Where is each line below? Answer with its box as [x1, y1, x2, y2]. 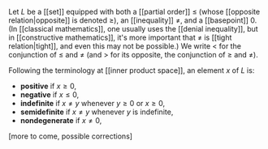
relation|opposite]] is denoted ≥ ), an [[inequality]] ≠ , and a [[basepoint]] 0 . [8, 15, 257, 25]
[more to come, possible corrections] [8, 131, 132, 141]
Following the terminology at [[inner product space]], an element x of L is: [8, 66, 255, 75]
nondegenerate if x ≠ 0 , [19, 116, 102, 125]
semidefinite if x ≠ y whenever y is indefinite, [19, 107, 174, 117]
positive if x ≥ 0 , [19, 81, 77, 91]
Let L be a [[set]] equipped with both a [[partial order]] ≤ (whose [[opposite [8, 7, 261, 16]
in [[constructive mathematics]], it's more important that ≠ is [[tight [8, 32, 232, 42]
